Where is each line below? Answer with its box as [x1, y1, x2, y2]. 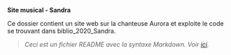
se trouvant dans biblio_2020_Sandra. [7, 27, 116, 35]
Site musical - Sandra [7, 6, 71, 14]
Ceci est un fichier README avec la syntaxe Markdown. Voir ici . [24, 40, 209, 48]
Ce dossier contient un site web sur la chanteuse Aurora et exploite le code [7, 19, 224, 27]
